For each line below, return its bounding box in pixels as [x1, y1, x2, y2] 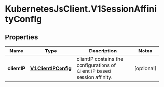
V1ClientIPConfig [30, 65, 72, 71]
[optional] [134, 65, 157, 71]
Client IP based [76, 68, 111, 74]
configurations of [76, 62, 116, 69]
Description [89, 48, 117, 54]
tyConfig [5, 14, 42, 25]
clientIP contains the [76, 56, 123, 62]
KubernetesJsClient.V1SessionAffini [5, 3, 157, 15]
